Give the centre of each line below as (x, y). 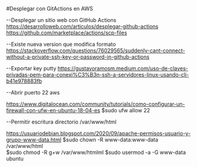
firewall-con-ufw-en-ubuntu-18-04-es (53, 110)
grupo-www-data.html (34, 140)
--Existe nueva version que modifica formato (61, 44)
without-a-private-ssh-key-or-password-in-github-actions (78, 57)
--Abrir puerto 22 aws (33, 92)
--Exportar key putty (31, 68)
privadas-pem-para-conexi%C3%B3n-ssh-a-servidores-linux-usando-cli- (98, 75)
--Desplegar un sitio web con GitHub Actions (61, 20)
